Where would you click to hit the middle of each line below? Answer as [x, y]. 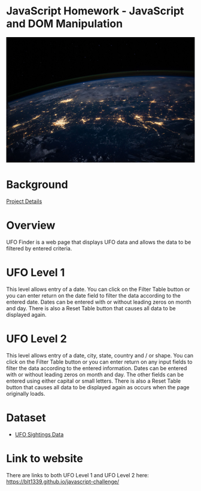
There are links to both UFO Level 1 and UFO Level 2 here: [78, 475]
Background [37, 185]
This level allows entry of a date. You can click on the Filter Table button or [98, 289]
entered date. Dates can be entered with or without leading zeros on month [99, 302]
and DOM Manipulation [65, 24]
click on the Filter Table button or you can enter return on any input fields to [99, 362]
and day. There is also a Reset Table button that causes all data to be [91, 308]
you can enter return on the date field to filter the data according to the [94, 295]
